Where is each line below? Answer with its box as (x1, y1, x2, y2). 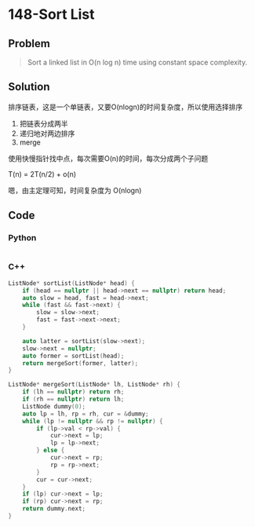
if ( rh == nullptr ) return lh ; (22, 395, 125, 404)
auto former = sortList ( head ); (22, 352, 125, 360)
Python (8, 232, 37, 243)
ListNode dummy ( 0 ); (22, 402, 86, 410)
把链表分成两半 (19, 119, 68, 128)
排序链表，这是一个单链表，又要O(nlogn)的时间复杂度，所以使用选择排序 (8, 102, 243, 112)
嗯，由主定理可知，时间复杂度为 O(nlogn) (8, 185, 142, 195)
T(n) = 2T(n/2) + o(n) (8, 169, 77, 178)
